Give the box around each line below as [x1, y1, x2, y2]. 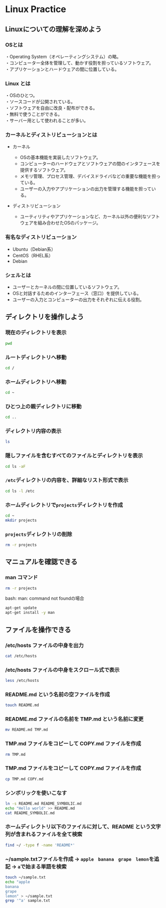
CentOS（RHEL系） [12, 252, 54, 258]
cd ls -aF [5, 464, 26, 469]
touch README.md [5, 703, 39, 708]
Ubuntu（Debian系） [12, 246, 56, 252]
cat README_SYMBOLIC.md [5, 810, 55, 815]
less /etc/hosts [5, 678, 39, 683]
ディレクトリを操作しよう [5, 313, 84, 321]
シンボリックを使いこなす [5, 789, 67, 796]
